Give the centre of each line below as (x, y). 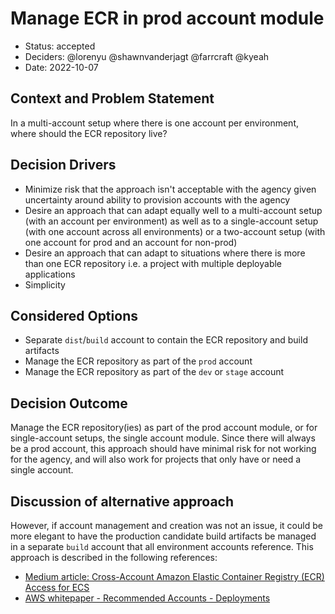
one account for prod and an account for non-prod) (131, 242)
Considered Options (74, 315)
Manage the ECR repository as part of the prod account (138, 361)
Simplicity (45, 284)
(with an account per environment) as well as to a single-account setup (171, 221)
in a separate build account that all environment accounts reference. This (162, 546)
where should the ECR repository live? (89, 133)
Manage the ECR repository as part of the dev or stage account (154, 372)
